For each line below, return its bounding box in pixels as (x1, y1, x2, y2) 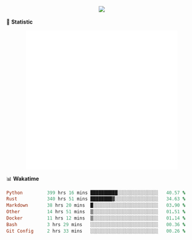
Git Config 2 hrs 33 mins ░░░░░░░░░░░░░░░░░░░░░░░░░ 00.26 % (6, 228, 186, 234)
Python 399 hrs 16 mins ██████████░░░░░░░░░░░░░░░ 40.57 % (6, 190, 186, 196)
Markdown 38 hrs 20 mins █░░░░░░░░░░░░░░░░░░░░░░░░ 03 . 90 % (6, 202, 186, 208)
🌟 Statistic (6, 18, 33, 25)
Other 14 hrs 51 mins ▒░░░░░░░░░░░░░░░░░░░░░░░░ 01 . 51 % (6, 209, 186, 215)
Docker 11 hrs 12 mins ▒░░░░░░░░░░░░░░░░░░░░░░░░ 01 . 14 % (6, 215, 186, 221)
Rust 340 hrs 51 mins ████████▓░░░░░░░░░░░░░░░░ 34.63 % (6, 196, 186, 202)
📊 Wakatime (6, 175, 39, 182)
